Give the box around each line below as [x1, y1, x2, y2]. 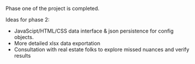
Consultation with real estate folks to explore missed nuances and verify [14, 46, 190, 53]
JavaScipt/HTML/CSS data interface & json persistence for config [14, 27, 174, 34]
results [14, 52, 31, 59]
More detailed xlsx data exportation [14, 40, 101, 47]
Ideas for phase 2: [5, 16, 49, 23]
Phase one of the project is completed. [5, 5, 100, 12]
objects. [14, 34, 34, 40]
